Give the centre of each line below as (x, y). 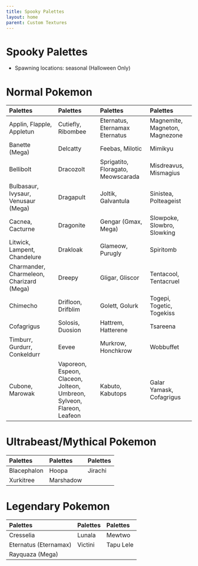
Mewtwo (118, 535)
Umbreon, (72, 394)
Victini (86, 545)
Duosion (70, 330)
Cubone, (21, 386)
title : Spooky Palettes (35, 12)
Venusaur (22, 201)
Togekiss (162, 313)
